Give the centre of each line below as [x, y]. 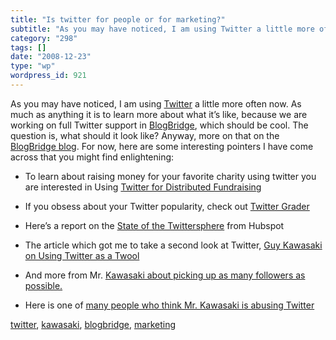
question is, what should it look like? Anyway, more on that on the [145, 135]
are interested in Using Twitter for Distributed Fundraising [143, 187]
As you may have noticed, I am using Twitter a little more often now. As [156, 103]
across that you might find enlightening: [92, 157]
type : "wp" [33, 66]
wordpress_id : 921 [48, 76]
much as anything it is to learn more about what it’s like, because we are [159, 114]
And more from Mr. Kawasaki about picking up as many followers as [165, 275]
